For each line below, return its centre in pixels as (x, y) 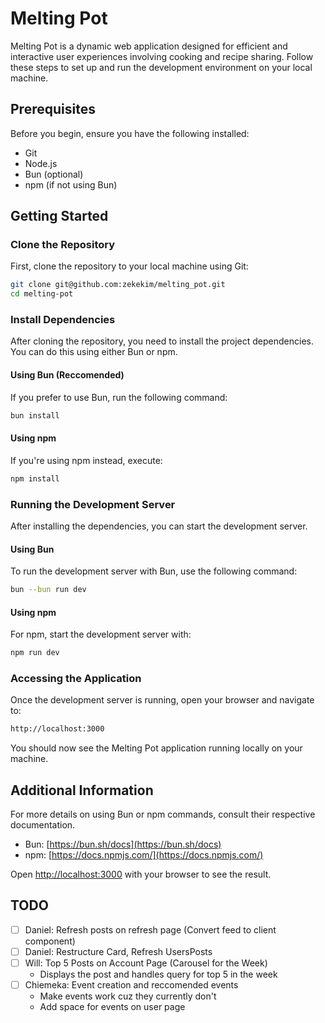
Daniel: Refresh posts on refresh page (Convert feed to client (150, 929)
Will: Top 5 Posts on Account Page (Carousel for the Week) (146, 963)
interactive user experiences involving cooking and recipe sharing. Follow (162, 56)
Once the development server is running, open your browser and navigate (162, 700)
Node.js (41, 163)
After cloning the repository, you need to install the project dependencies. (162, 341)
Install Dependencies (63, 320)
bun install (35, 415)
